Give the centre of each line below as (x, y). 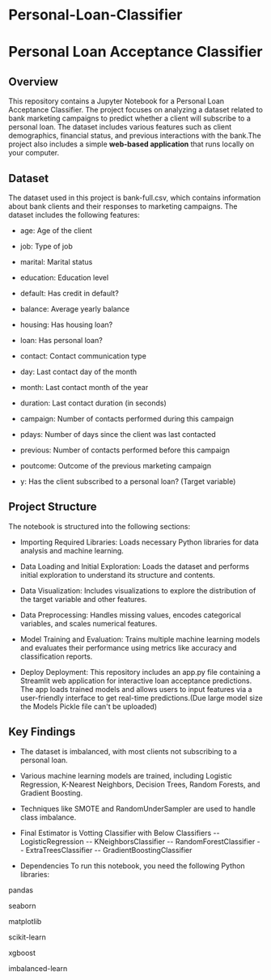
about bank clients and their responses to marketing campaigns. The (123, 206)
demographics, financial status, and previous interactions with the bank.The (135, 136)
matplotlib (25, 921)
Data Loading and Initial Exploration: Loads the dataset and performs (135, 566)
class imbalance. (48, 817)
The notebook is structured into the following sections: (100, 526)
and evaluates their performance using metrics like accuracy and (128, 647)
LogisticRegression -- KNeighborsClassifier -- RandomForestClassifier (138, 841)
